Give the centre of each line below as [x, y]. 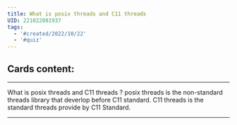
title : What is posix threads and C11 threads [77, 14]
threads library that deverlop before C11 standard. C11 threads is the [105, 100]
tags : [15, 27]
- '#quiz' [28, 40]
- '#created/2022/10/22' [50, 34]
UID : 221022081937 [34, 20]
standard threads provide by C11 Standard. [69, 107]
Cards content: [41, 69]
